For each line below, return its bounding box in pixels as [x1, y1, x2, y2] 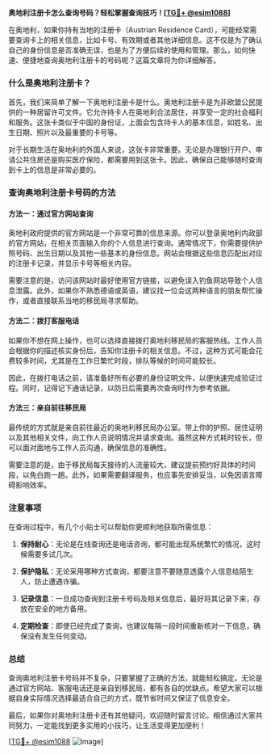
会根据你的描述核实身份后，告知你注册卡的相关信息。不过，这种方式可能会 [8, 345, 256, 355]
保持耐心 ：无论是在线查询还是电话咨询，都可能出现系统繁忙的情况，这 [19, 539, 254, 549]
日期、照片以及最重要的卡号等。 [15, 128, 122, 137]
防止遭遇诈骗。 [34, 577, 85, 587]
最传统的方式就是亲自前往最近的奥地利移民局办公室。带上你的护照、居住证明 [8, 422, 263, 432]
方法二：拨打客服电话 [8, 316, 79, 326]
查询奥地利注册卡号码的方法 [8, 187, 116, 199]
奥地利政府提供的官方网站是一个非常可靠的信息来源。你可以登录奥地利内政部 [8, 228, 263, 238]
